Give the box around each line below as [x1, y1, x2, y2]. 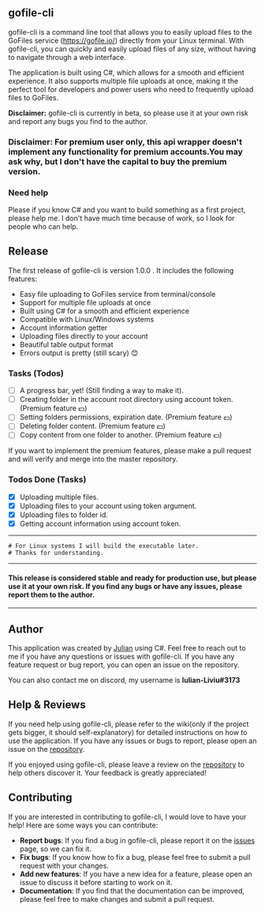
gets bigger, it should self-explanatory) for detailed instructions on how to [8, 727, 248, 737]
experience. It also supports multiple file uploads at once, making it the [8, 76, 239, 85]
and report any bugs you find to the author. [8, 116, 148, 126]
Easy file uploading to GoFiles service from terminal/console [19, 289, 216, 298]
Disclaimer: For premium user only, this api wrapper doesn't [8, 136, 243, 147]
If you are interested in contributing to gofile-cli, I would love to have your [8, 812, 247, 821]
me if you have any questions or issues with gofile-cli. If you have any [8, 651, 235, 662]
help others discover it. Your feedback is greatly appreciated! [8, 768, 207, 777]
